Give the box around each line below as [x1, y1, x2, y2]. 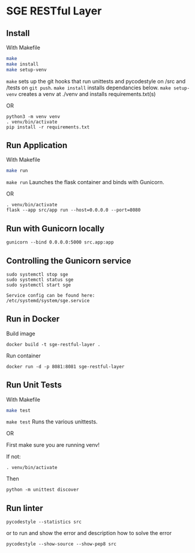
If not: [6, 453, 21, 460]
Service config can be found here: [6, 292, 95, 298]
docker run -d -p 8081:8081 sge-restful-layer [6, 363, 125, 369]
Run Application [6, 140, 68, 151]
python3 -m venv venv [6, 113, 61, 119]
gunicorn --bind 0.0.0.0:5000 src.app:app [6, 239, 114, 245]
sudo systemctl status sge [6, 276, 74, 282]
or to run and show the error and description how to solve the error [6, 530, 172, 537]
